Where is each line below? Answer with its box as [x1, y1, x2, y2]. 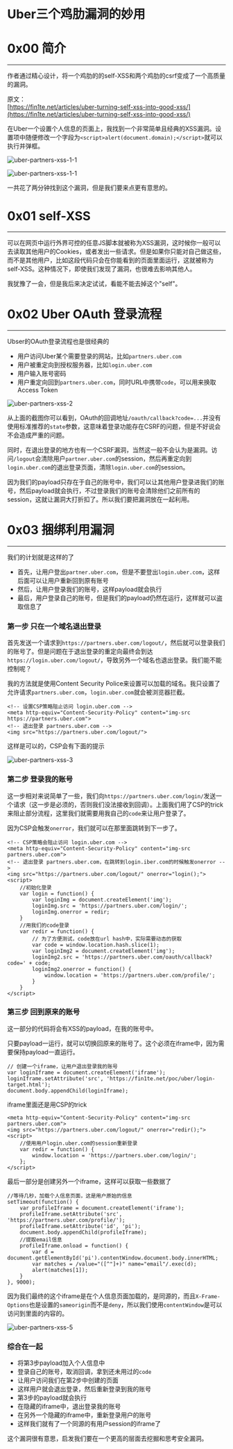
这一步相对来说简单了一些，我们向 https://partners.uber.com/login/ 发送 [7, 791, 216, 800]
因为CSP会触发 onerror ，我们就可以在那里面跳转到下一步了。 [7, 824, 182, 832]
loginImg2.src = [32, 953, 79, 961]
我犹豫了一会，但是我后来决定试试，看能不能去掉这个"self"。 [7, 279, 182, 288]
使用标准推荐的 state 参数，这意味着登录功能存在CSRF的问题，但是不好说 [7, 422, 215, 431]
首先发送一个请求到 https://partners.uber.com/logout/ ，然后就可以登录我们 [7, 638, 225, 647]
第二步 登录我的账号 [7, 775, 74, 784]
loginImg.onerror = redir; [32, 908, 110, 916]
